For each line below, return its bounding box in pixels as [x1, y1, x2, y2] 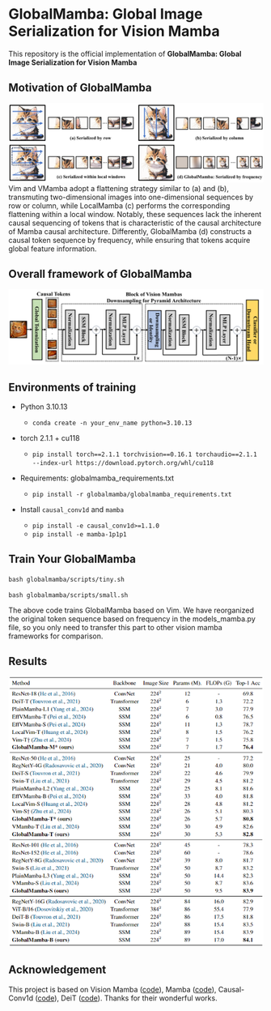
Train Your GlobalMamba [8, 552, 136, 566]
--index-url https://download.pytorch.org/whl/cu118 [32, 459, 214, 467]
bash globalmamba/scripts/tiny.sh [8, 575, 125, 583]
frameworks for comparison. [8, 631, 104, 641]
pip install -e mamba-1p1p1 [32, 531, 127, 539]
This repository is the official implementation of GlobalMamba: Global [8, 49, 242, 58]
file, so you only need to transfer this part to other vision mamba [8, 622, 222, 632]
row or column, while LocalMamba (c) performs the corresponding [8, 200, 231, 211]
